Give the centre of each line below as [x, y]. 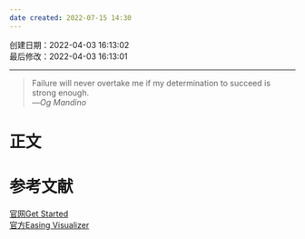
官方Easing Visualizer [49, 224]
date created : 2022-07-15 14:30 [70, 18]
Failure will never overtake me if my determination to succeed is [151, 83]
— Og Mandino [59, 102]
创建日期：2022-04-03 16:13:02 [69, 45]
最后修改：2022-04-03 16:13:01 [69, 56]
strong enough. [60, 93]
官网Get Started [39, 214]
